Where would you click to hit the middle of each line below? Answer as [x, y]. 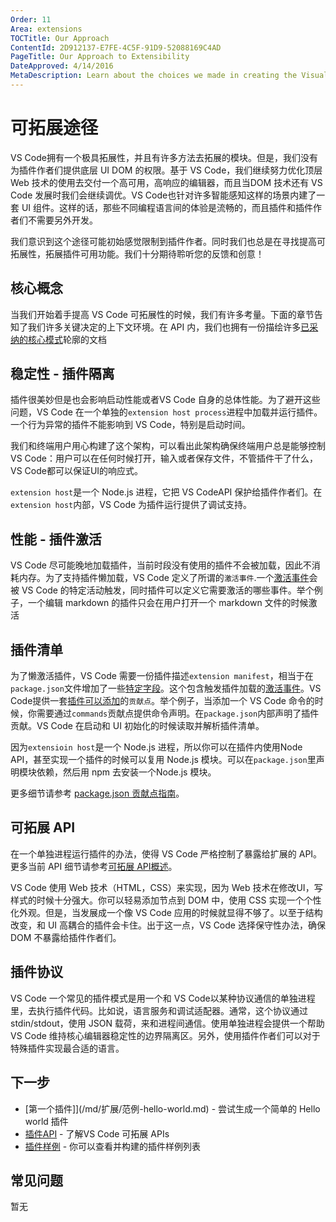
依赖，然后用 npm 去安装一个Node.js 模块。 [126, 772]
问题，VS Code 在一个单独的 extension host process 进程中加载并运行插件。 [166, 412]
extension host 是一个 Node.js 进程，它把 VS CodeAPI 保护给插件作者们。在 [166, 492]
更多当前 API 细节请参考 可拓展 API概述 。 [94, 866]
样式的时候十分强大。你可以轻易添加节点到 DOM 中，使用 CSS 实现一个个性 [166, 900]
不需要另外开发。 [62, 220]
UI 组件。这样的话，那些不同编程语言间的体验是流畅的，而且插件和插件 [167, 207]
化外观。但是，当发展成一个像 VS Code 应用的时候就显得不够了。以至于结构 [166, 912]
